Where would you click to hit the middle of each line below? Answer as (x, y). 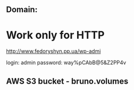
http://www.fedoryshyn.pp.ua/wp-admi (53, 51)
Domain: (22, 10)
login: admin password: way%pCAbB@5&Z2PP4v (66, 63)
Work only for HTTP (55, 35)
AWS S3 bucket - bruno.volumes (67, 81)
